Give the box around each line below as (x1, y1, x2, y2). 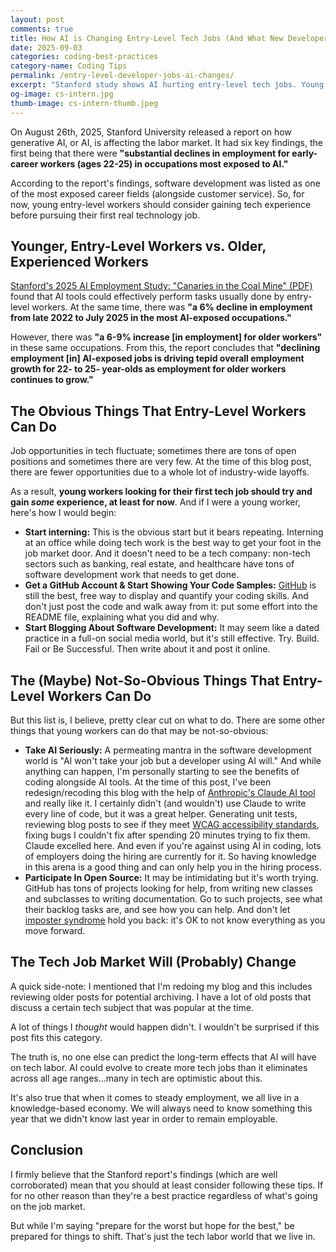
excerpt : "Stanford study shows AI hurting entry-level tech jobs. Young (10, 80, 325, 90)
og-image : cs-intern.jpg (10, 89, 114, 99)
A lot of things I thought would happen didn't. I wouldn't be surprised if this (10, 1021, 320, 1033)
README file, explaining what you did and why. (24, 611, 220, 623)
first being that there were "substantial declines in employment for (10, 147, 290, 159)
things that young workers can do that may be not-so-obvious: (10, 724, 269, 736)
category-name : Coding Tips (10, 61, 128, 71)
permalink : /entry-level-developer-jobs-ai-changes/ (10, 71, 235, 81)
